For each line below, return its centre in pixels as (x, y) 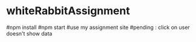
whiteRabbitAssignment (68, 11)
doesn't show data (29, 33)
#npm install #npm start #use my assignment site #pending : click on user (98, 27)
